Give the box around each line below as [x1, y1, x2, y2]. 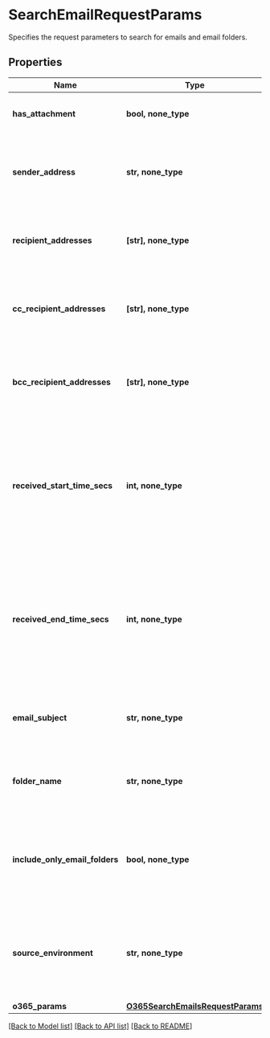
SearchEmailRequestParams [8, 6, 202, 24]
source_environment [12, 947, 94, 958]
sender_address [12, 166, 76, 178]
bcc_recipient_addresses [12, 376, 111, 388]
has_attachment [12, 108, 76, 119]
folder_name [12, 775, 62, 786]
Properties [8, 55, 63, 69]
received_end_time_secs [12, 613, 110, 625]
